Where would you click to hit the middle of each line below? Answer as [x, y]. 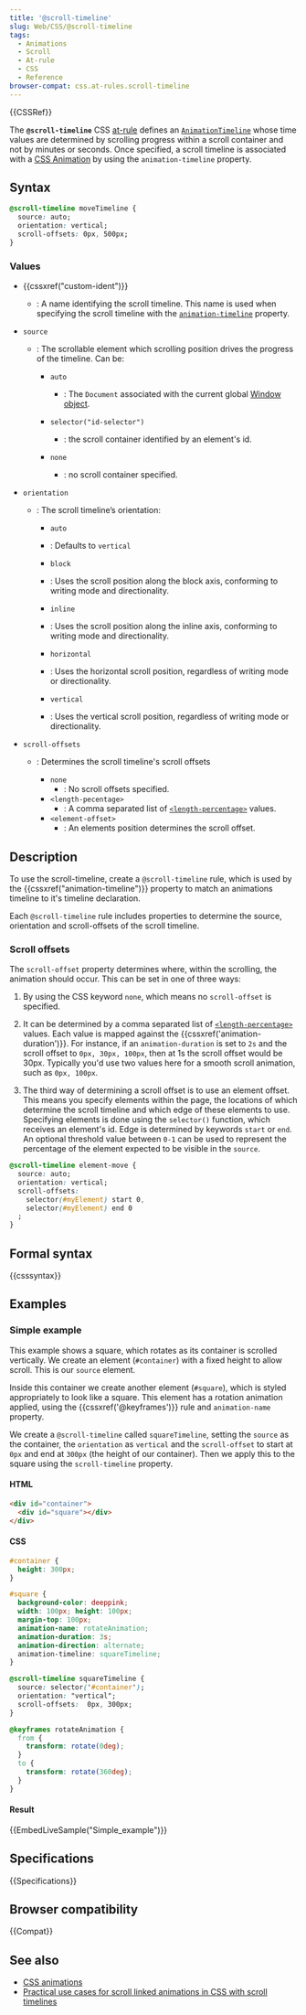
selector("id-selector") [97, 423]
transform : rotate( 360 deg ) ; [79, 1772]
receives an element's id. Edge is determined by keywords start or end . [157, 1130]
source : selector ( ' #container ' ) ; [81, 1688]
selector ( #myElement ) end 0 [79, 1208]
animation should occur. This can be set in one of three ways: [125, 979]
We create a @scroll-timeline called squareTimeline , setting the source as [149, 1434]
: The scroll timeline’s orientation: [99, 510]
